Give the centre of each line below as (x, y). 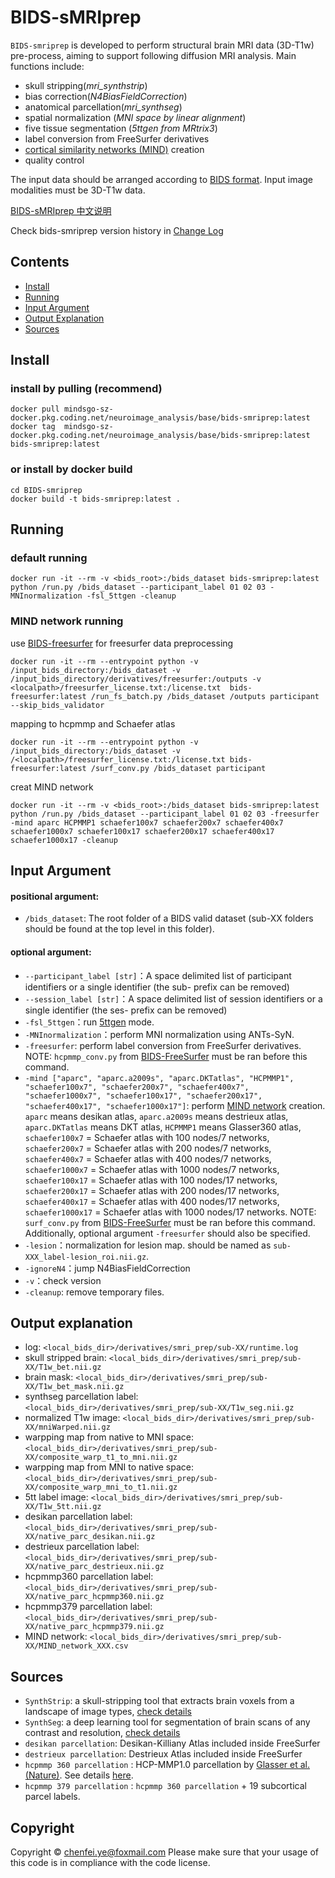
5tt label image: (56, 1497)
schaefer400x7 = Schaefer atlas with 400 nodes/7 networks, (148, 1158)
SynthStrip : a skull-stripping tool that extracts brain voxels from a (159, 1701)
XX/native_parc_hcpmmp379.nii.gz (94, 1627)
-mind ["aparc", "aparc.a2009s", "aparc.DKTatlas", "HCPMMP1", (159, 1078)
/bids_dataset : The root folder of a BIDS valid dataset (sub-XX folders (169, 918)
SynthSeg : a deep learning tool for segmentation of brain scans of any (167, 1722)
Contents (40, 262)
